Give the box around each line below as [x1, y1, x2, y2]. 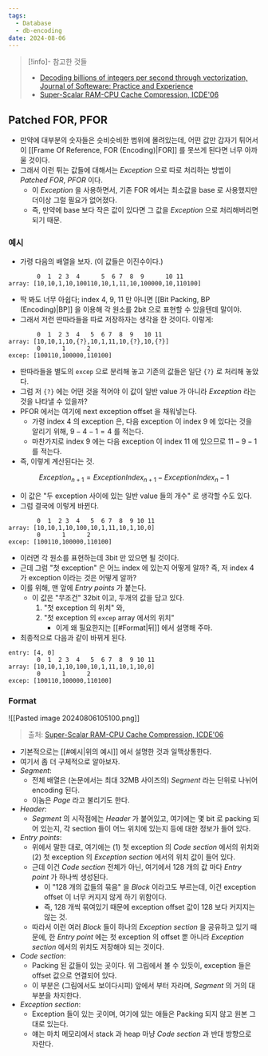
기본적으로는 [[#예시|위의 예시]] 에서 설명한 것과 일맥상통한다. [19, 747, 212, 756]
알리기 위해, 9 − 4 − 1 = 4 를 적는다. [31, 427, 144, 436]
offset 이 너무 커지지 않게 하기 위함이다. [43, 892, 167, 902]
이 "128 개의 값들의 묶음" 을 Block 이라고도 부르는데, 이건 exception [43, 883, 257, 892]
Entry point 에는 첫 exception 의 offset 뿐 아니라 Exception [57, 932, 245, 942]
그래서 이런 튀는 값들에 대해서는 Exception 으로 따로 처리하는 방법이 [19, 165, 231, 175]
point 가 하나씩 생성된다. [31, 872, 108, 882]
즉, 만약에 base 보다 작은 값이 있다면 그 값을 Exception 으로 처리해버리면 [31, 205, 259, 215]
